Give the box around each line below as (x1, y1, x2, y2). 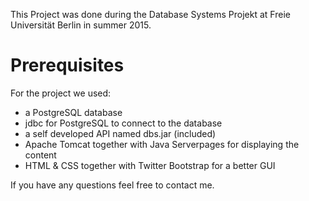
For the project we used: (10, 87, 112, 99)
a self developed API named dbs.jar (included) (24, 127, 217, 139)
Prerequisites (10, 54, 125, 77)
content (24, 149, 57, 161)
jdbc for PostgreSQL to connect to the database (24, 117, 223, 129)
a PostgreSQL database (24, 106, 123, 118)
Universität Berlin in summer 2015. (10, 19, 152, 31)
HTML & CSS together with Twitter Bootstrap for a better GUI (24, 159, 276, 171)
